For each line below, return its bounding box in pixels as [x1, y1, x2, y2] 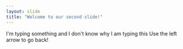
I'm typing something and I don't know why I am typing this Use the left [6, 30, 177, 37]
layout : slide [6, 8, 41, 15]
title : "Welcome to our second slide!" [6, 14, 103, 20]
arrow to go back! [6, 36, 48, 43]
